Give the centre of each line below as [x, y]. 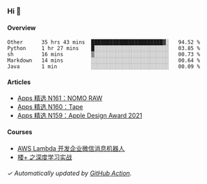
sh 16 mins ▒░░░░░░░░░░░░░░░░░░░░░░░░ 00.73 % [104, 55]
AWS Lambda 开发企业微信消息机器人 [71, 148]
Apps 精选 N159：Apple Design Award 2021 [80, 116]
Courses [20, 132]
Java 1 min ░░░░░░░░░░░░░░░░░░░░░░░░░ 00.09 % [104, 67]
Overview [22, 28]
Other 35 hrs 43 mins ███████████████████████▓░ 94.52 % [104, 42]
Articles [19, 82]
